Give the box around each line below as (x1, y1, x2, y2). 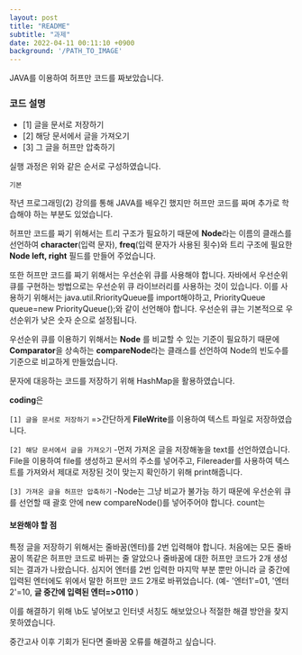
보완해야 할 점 (9, 520, 57, 531)
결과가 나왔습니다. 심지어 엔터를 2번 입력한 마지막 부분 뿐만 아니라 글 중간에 (25, 564, 290, 575)
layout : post (9, 13, 59, 23)
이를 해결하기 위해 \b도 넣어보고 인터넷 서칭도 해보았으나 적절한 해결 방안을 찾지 (9, 605, 288, 616)
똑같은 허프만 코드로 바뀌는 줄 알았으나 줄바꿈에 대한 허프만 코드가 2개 (25, 552, 272, 563)
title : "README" (9, 22, 70, 31)
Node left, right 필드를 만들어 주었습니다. (9, 250, 156, 261)
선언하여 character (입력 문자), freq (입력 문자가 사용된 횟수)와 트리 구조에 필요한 (9, 240, 293, 250)
